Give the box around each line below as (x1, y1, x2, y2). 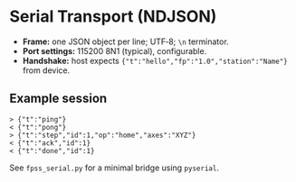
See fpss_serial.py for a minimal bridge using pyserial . (9, 162, 220, 173)
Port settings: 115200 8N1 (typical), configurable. (22, 45, 207, 56)
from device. (22, 65, 71, 76)
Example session (9, 91, 108, 106)
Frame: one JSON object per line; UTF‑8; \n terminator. (22, 36, 229, 47)
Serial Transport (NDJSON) (9, 6, 217, 27)
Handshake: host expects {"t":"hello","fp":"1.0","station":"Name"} (22, 55, 288, 66)
